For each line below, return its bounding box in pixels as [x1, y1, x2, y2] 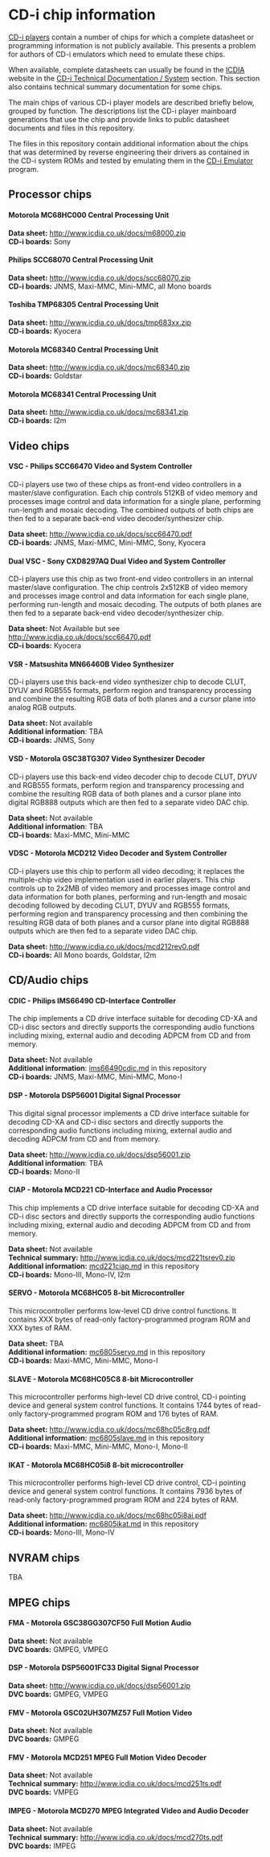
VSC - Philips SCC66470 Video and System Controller [8, 461, 193, 471]
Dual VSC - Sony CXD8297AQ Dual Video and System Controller [8, 556, 227, 566]
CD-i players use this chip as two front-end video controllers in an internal [8, 574, 254, 584]
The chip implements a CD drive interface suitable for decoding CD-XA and [8, 1014, 258, 1023]
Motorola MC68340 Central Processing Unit [8, 344, 159, 355]
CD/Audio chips [8, 974, 89, 987]
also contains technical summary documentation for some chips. [8, 82, 223, 92]
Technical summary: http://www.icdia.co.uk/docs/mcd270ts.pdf [8, 1832, 223, 1842]
